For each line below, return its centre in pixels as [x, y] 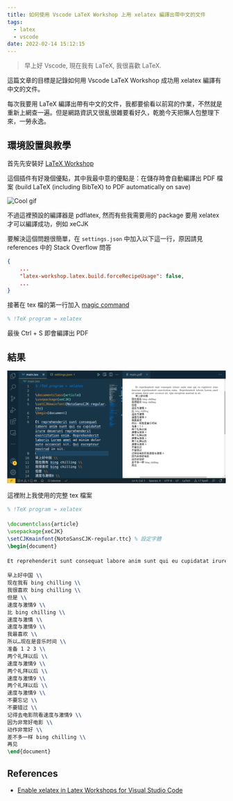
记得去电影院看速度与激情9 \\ [44, 715]
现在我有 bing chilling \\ [44, 583]
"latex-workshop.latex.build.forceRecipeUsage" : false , [102, 276]
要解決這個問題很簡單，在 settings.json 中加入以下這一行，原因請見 [105, 238]
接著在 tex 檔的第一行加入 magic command [68, 305]
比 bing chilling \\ [36, 612]
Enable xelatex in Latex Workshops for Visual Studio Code [100, 790]
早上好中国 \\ [25, 576]
